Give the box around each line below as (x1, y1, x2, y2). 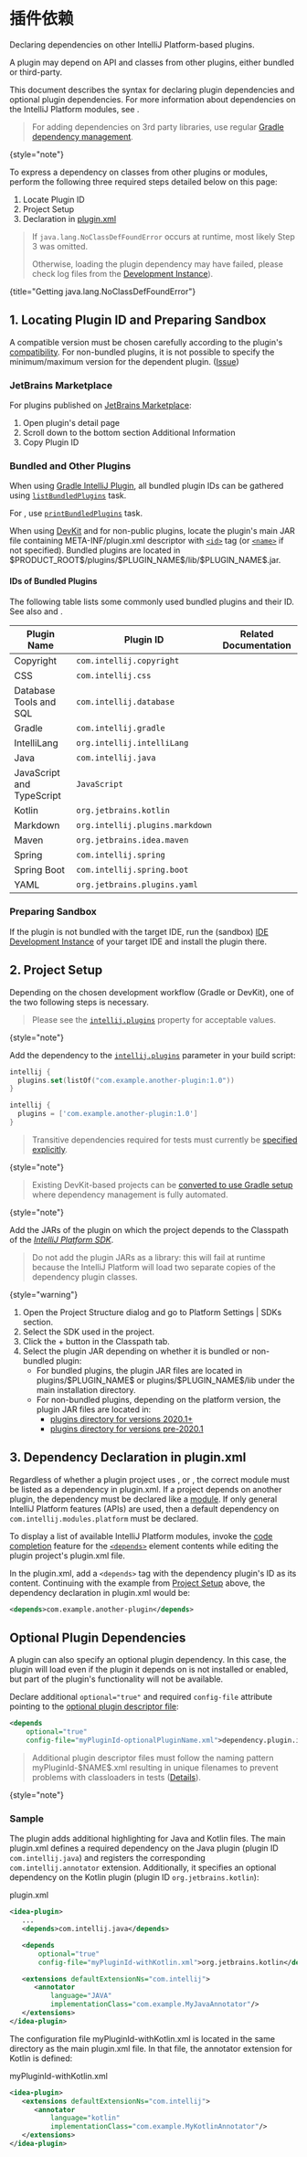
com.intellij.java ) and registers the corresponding (9, 1853, 206, 1864)
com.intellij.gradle (76, 723, 166, 733)
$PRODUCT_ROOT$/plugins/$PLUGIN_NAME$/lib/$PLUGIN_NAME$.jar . (9, 555, 281, 566)
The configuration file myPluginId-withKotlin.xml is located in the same (9, 2033, 276, 2044)
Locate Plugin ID (22, 194, 85, 205)
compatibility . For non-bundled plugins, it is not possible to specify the (9, 346, 275, 357)
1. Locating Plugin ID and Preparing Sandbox (9, 313, 267, 328)
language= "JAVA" (49, 1992, 112, 2001)
